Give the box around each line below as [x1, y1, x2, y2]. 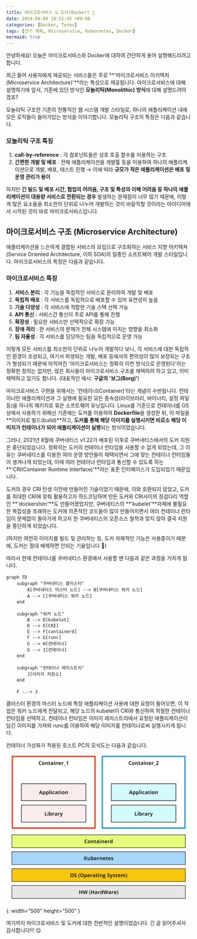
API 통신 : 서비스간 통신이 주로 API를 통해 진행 [14, 311, 120, 318]
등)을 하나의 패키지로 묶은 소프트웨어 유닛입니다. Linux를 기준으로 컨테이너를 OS [6, 402, 189, 409]
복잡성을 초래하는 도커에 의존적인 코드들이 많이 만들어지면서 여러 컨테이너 [12, 507, 180, 514]
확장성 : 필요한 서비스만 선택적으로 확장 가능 [14, 318, 116, 325]
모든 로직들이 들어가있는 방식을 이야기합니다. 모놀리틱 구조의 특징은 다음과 [6, 113, 175, 120]
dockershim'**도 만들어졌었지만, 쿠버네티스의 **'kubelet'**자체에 [19, 500, 172, 507]
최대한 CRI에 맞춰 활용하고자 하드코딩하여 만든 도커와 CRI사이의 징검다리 [12, 493, 178, 500]
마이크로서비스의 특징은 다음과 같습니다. [13, 258, 105, 265]
